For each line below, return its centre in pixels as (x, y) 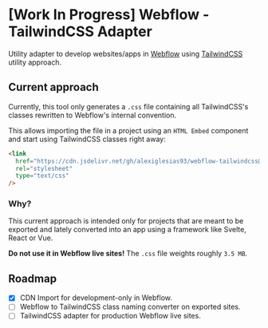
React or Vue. (31, 238)
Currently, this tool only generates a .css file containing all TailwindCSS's (128, 106)
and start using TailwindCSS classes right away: (87, 139)
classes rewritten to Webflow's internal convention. (93, 115)
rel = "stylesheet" (44, 168)
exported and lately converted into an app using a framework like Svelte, (128, 230)
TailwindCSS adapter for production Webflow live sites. (110, 316)
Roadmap (33, 278)
